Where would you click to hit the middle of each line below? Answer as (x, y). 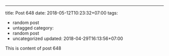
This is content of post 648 (33, 48)
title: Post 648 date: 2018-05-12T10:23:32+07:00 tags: (62, 13)
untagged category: (33, 28)
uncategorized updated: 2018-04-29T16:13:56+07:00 (68, 38)
